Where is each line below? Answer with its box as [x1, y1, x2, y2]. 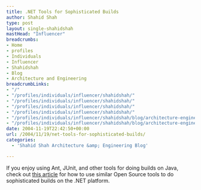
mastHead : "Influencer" [6, 31, 66, 37]
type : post [6, 20, 33, 26]
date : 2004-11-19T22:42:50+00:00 [6, 126, 90, 132]
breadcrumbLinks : [6, 82, 50, 88]
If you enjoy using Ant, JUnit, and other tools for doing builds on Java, [6, 164, 179, 171]
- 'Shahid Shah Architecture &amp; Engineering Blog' [11, 142, 148, 149]
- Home [6, 43, 23, 49]
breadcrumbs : [6, 37, 39, 43]
